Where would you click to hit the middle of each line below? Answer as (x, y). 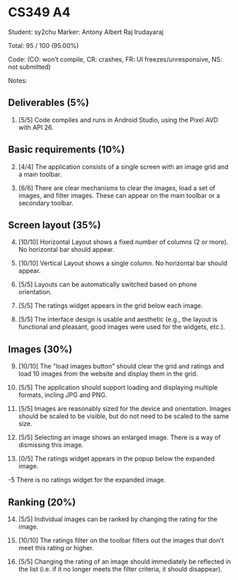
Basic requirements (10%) (67, 150)
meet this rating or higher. (56, 548)
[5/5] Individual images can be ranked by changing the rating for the (118, 519)
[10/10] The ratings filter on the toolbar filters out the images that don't (121, 540)
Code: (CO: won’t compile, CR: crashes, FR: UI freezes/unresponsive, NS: (115, 59)
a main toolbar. (40, 174)
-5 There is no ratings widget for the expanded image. (87, 480)
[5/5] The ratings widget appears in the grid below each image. (110, 306)
